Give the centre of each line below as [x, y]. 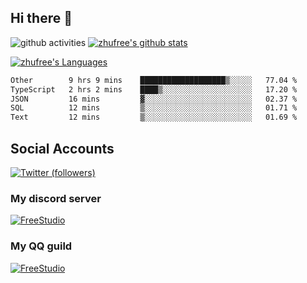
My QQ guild [41, 246]
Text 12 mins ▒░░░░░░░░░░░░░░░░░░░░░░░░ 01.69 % [154, 117]
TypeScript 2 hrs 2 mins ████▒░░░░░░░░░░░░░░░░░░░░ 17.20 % [154, 89]
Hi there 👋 [41, 18]
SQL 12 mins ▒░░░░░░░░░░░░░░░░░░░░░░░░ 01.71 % [154, 108]
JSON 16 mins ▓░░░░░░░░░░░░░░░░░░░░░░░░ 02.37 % [154, 99]
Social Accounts [62, 148]
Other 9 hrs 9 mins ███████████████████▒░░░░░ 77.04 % [154, 80]
